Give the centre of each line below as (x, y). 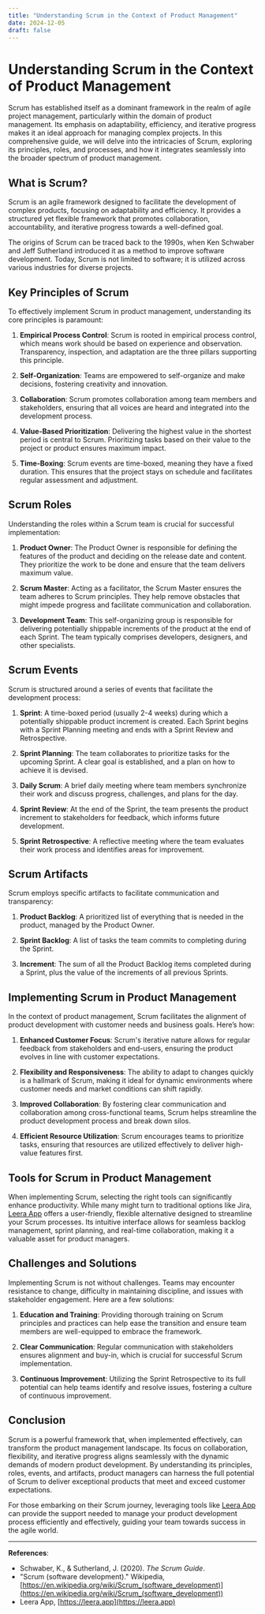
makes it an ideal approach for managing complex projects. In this (115, 133)
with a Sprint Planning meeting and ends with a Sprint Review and (127, 729)
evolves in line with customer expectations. (90, 1057)
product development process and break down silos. (105, 1121)
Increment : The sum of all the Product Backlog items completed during (135, 964)
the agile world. (34, 1530)
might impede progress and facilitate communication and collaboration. (135, 605)
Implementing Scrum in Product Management (122, 997)
